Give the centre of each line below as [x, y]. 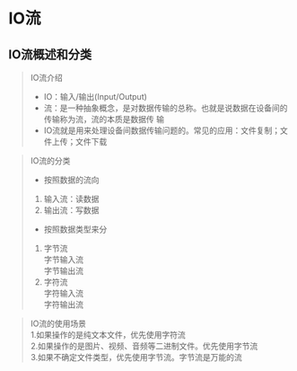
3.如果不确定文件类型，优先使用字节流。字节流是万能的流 [136, 357]
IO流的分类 [50, 161]
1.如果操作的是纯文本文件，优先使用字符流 [108, 335]
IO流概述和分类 [50, 54]
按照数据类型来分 [75, 229]
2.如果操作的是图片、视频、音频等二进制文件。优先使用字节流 [144, 346]
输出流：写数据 [71, 210]
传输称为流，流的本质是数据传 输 [104, 119]
